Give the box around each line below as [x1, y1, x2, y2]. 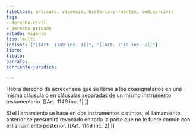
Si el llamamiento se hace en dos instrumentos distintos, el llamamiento [6, 109, 181, 117]
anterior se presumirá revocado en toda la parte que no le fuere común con [6, 116, 191, 123]
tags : [6, 14, 20, 20]
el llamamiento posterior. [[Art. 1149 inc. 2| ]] [6, 123, 115, 130]
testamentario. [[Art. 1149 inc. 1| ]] [6, 98, 89, 105]
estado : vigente [6, 31, 46, 37]
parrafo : [6, 58, 28, 64]
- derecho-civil [6, 20, 46, 26]
